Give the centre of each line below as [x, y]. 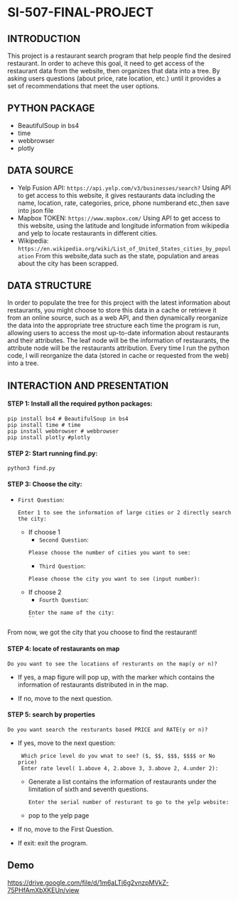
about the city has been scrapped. [68, 263]
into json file [36, 210]
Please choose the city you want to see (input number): [114, 579]
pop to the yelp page [59, 815]
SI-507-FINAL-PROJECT [81, 12]
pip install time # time [44, 425]
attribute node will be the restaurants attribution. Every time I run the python [118, 348]
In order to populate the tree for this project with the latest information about [119, 302]
